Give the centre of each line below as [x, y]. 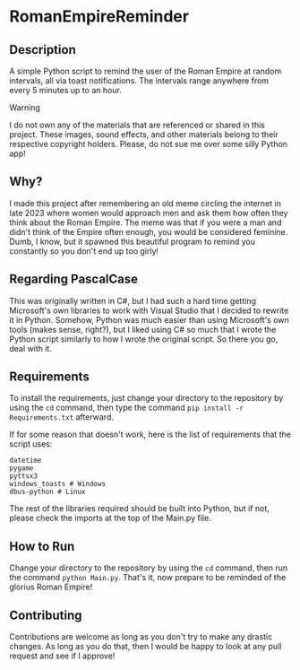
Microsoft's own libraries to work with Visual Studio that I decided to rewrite [149, 310]
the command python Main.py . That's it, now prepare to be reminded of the [148, 578]
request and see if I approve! [62, 656]
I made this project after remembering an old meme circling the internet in [146, 203]
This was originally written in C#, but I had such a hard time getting [133, 300]
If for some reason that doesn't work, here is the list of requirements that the [150, 435]
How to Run [42, 546]
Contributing [46, 615]
